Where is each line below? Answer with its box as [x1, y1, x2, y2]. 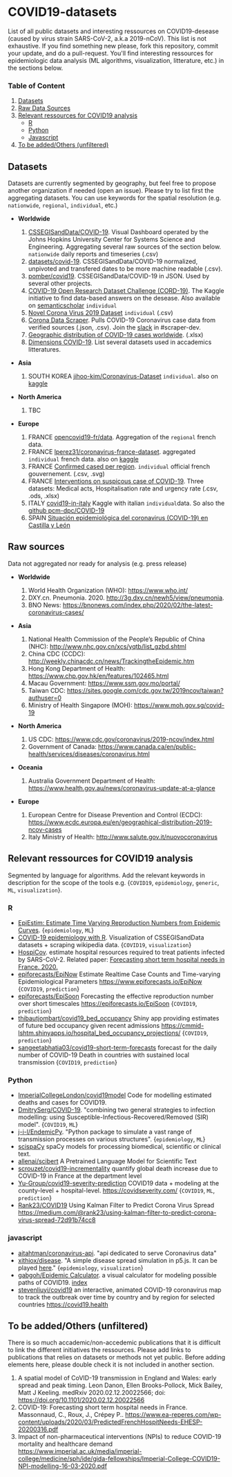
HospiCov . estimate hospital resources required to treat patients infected [17, 948, 225, 956]
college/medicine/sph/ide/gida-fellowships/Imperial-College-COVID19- [17, 1455, 220, 1463]
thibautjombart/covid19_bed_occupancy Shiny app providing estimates [17, 1013, 220, 1022]
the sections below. [8, 64, 64, 72]
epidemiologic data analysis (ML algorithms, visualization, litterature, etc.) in [8, 56, 224, 64]
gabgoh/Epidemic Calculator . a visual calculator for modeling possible [17, 1270, 217, 1279]
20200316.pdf [17, 1425, 59, 1433]
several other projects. [28, 279, 93, 287]
